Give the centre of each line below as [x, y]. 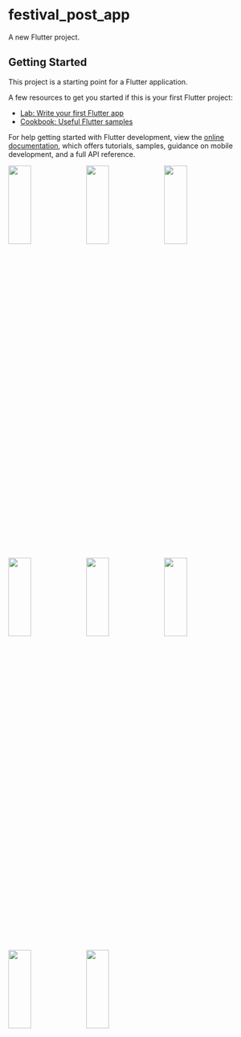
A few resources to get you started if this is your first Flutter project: [120, 97]
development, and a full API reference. [72, 154]
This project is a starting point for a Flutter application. [98, 81]
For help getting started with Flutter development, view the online [116, 137]
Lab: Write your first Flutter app [72, 113]
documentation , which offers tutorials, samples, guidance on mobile [120, 146]
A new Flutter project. [44, 37]
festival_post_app [69, 15]
